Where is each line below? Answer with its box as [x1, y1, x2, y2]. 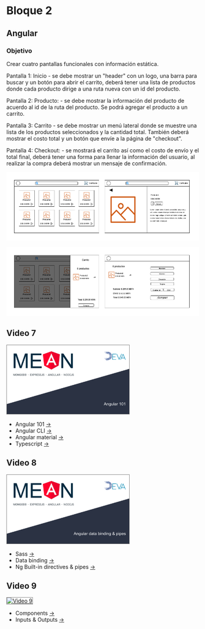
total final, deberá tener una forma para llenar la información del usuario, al [6, 153, 195, 160]
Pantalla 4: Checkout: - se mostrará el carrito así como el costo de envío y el [6, 146, 199, 154]
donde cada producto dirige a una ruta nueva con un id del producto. [6, 85, 181, 92]
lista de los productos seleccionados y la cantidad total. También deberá [6, 128, 189, 135]
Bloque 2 [6, 4, 53, 18]
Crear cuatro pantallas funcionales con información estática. [6, 60, 159, 67]
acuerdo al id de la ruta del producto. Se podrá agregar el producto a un [6, 103, 188, 111]
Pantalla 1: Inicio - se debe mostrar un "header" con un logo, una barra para [6, 72, 198, 80]
